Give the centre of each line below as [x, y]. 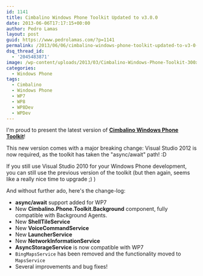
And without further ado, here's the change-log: [66, 191]
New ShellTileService [43, 222]
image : [14, 62]
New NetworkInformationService [58, 241]
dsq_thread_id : [25, 51]
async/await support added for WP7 [61, 202]
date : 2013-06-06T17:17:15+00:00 [48, 23]
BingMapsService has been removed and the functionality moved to [98, 254]
